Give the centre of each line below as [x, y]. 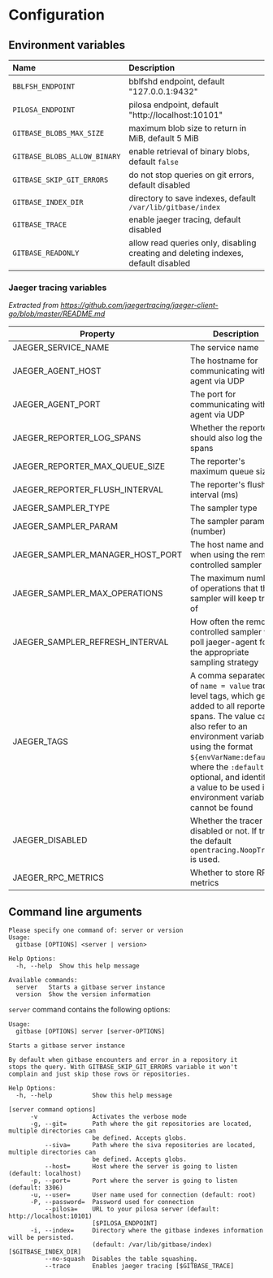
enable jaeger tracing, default [185, 219]
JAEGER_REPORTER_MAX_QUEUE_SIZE [89, 466]
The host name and [227, 544]
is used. [205, 860]
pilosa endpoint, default [174, 105]
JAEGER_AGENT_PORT [57, 405]
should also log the [226, 438]
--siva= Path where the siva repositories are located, [150, 1146]
